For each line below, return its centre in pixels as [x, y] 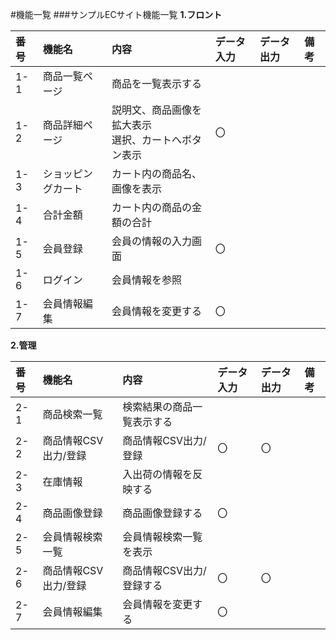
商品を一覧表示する [157, 83]
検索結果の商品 [157, 406]
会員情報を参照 [147, 280]
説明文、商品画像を [157, 110]
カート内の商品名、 [157, 173]
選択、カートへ [147, 140]
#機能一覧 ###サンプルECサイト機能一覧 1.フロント [116, 14]
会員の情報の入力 [152, 241]
